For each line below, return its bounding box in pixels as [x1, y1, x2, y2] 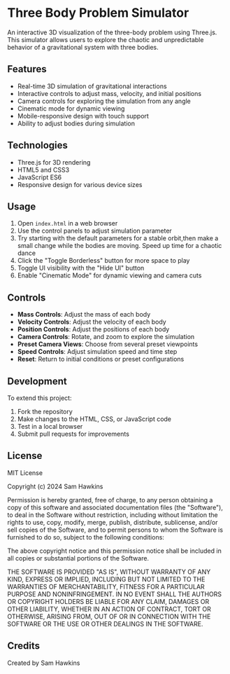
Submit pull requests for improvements [17, 429, 129, 438]
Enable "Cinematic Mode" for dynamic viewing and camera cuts [17, 271, 202, 280]
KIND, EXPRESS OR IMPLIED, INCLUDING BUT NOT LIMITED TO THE [7, 575, 206, 583]
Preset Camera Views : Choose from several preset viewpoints [17, 340, 198, 348]
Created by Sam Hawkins [7, 659, 80, 667]
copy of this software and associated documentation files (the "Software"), [7, 503, 224, 511]
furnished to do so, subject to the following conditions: [7, 532, 164, 541]
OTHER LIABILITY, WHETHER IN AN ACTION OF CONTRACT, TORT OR [7, 605, 211, 613]
